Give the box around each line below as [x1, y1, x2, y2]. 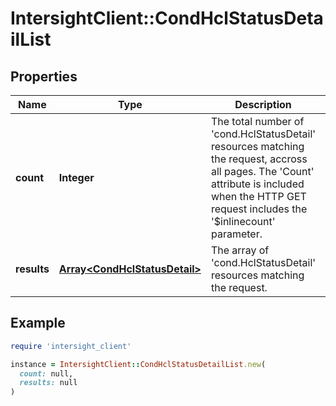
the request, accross [210, 152, 308, 166]
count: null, [19, 368, 74, 379]
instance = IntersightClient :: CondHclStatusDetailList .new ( [10, 359, 267, 369]
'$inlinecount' [210, 215, 276, 228]
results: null [19, 378, 78, 388]
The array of [210, 243, 270, 257]
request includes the [210, 202, 308, 216]
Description [234, 98, 292, 111]
